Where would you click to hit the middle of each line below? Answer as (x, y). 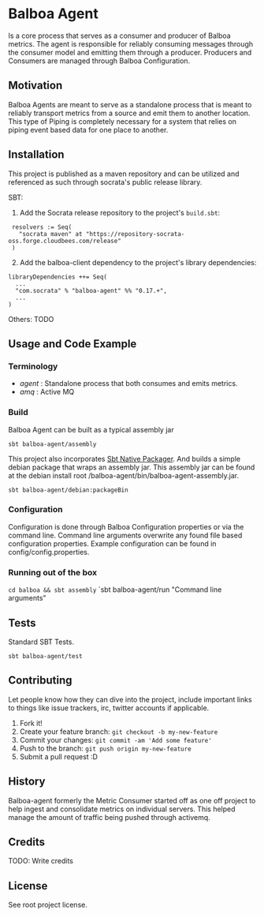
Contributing (40, 681)
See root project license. (48, 905)
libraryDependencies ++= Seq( (58, 277)
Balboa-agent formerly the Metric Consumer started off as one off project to (132, 800)
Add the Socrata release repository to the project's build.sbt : (120, 212)
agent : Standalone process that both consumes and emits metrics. (128, 384)
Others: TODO (31, 319)
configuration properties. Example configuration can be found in (112, 543)
